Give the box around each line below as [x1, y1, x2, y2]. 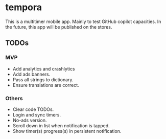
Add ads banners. [12, 71, 51, 77]
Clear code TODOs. [12, 106, 54, 112]
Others [5, 95, 23, 102]
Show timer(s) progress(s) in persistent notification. [12, 128, 122, 134]
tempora [5, 2, 42, 13]
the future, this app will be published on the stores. [5, 24, 112, 30]
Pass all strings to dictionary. [12, 76, 74, 83]
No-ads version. [12, 117, 47, 123]
